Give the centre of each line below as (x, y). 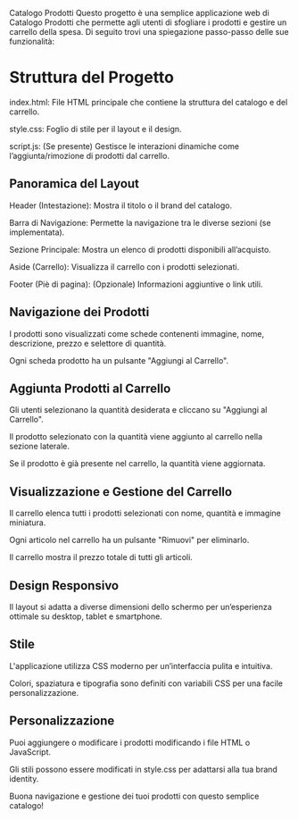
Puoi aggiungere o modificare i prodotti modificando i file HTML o (130, 742)
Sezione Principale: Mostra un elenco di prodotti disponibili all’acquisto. (141, 249)
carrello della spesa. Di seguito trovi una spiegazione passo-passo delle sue (149, 32)
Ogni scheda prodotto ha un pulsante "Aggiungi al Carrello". (119, 360)
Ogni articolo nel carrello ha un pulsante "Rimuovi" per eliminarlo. (129, 540)
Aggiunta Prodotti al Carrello (90, 388)
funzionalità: (32, 41)
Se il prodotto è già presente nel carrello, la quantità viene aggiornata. (137, 464)
